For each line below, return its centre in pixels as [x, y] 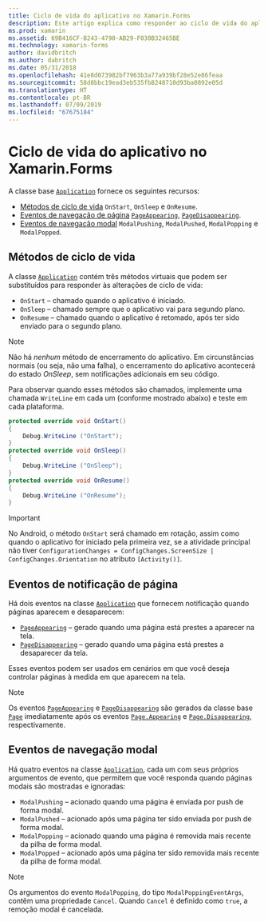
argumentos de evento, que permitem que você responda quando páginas [130, 777]
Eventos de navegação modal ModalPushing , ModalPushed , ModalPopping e [139, 223]
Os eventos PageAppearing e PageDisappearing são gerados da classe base [131, 708]
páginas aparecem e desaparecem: [67, 612]
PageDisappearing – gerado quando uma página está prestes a [122, 645]
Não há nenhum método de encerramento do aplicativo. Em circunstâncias [131, 357]
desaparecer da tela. [54, 653]
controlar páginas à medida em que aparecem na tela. [97, 677]
